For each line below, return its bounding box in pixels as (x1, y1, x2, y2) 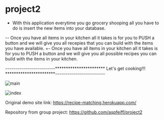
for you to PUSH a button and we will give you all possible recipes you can (5, 51, 157, 57)
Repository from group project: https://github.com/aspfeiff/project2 (5, 109, 143, 115)
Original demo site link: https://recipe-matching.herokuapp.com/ (5, 99, 137, 105)
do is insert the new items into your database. (12, 25, 106, 31)
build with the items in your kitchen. (5, 56, 78, 61)
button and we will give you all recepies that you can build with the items (5, 40, 154, 46)
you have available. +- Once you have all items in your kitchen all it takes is (5, 45, 158, 51)
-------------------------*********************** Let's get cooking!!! (5, 65, 146, 71)
